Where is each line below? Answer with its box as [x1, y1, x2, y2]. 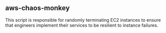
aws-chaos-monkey [5, 4, 70, 12]
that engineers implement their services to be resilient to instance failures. [5, 22, 158, 28]
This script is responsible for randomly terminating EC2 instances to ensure [5, 17, 161, 23]
